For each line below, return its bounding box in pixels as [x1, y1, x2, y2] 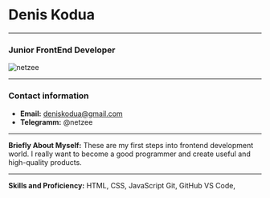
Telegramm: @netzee [19, 117, 93, 126]
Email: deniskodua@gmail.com [19, 109, 123, 118]
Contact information [8, 90, 90, 101]
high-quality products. [8, 157, 82, 167]
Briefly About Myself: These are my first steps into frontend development [8, 140, 254, 150]
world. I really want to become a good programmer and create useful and [8, 149, 251, 159]
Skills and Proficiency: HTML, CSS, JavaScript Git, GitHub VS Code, [8, 180, 235, 190]
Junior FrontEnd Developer [8, 44, 116, 56]
